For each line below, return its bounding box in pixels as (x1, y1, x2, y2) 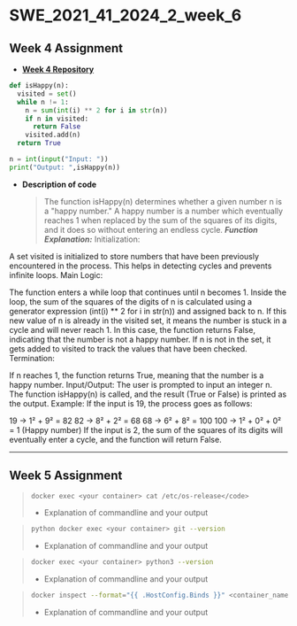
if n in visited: (25, 114, 89, 123)
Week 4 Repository (21, 64, 95, 74)
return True (17, 139, 62, 148)
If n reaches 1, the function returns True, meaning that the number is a (9, 369, 264, 381)
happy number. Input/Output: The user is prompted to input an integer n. (9, 379, 272, 390)
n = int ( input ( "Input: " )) (9, 155, 109, 164)
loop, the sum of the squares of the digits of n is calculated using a (9, 296, 253, 306)
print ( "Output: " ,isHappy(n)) (9, 163, 121, 172)
